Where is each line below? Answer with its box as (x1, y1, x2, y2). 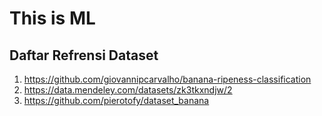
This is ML (9, 7, 96, 30)
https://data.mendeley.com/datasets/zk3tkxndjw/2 (23, 84, 233, 96)
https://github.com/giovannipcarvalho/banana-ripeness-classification (23, 73, 312, 85)
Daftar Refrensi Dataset (9, 47, 159, 64)
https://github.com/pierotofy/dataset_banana (23, 95, 210, 106)
